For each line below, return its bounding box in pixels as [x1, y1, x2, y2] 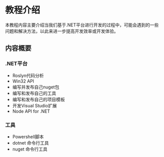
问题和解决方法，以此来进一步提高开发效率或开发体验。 [5, 28, 118, 34]
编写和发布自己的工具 [12, 90, 56, 96]
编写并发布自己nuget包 [12, 84, 60, 90]
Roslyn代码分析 [12, 73, 44, 78]
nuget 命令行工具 [12, 146, 48, 152]
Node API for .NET [12, 108, 51, 114]
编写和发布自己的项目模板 [12, 96, 65, 102]
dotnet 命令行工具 [12, 140, 49, 146]
